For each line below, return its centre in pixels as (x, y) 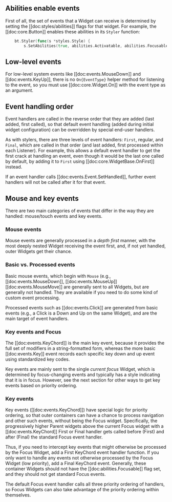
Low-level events (33, 62)
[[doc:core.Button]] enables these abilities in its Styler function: (73, 32)
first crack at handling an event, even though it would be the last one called (84, 156)
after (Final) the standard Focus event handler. (54, 437)
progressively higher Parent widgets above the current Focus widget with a (84, 426)
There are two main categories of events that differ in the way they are (80, 211)
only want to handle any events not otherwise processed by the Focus (79, 458)
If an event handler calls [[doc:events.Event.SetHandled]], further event (81, 177)
